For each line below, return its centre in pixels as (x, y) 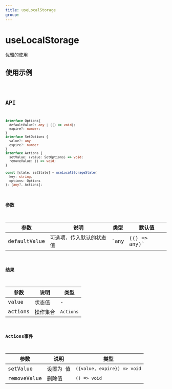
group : (12, 15)
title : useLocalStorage (31, 10)
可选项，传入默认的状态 (78, 238)
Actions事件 (19, 336)
